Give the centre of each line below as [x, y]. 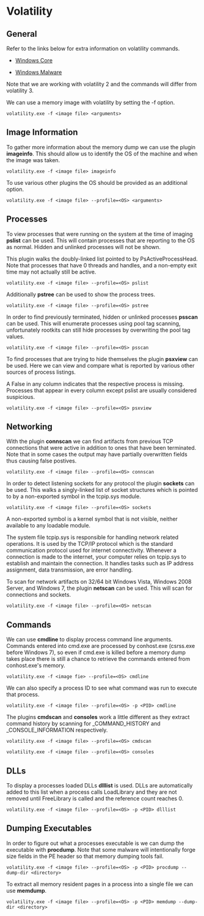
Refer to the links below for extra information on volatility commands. [93, 48]
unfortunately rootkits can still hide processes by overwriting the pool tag [98, 330]
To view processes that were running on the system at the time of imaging [100, 234]
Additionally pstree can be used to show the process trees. [81, 294]
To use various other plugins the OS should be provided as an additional [97, 182]
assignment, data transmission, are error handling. [70, 570]
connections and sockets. [39, 595]
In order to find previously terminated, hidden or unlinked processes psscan [102, 317]
